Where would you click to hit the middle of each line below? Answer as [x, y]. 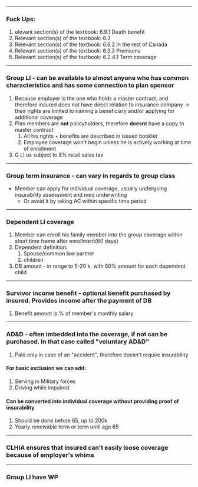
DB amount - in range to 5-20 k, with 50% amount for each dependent [100, 266]
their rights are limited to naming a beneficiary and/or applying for [95, 111]
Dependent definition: [41, 247]
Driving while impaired [42, 387]
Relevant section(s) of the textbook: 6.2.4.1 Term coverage [85, 57]
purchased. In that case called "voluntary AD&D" [77, 342]
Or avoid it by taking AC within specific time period [85, 201]
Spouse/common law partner [59, 254]
